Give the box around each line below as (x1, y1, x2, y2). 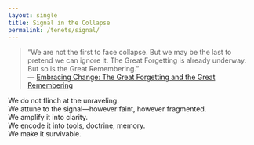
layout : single (8, 11, 58, 20)
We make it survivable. (8, 129, 82, 139)
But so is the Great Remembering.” (27, 64, 140, 74)
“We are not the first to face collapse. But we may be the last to (27, 48, 232, 57)
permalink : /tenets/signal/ (8, 26, 100, 34)
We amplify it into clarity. (8, 113, 89, 122)
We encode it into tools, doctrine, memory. (8, 121, 146, 130)
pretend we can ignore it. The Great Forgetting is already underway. (27, 56, 247, 65)
